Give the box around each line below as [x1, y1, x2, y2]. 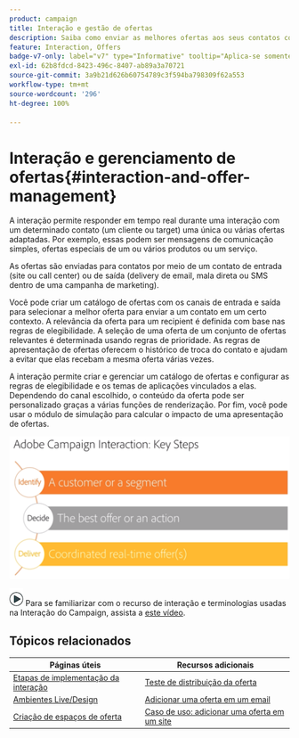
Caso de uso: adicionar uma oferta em [144, 707, 285, 717]
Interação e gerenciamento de [9, 148, 236, 168]
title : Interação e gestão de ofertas [9, 23, 153, 33]
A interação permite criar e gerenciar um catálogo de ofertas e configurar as [9, 371, 290, 382]
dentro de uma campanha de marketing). [9, 280, 159, 291]
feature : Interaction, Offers [9, 43, 122, 52]
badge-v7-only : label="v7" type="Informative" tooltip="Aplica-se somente [9, 52, 293, 61]
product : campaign [9, 14, 77, 23]
